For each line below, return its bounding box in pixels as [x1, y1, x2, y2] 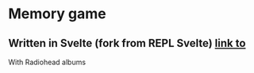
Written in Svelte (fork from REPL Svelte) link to [8, 36, 246, 50]
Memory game [8, 5, 106, 23]
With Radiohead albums [8, 57, 86, 67]
